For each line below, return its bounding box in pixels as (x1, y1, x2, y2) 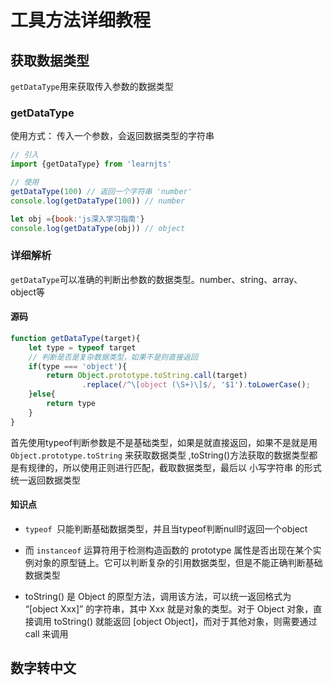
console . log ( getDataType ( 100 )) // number (10, 196, 186, 206)
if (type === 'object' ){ (28, 361, 128, 371)
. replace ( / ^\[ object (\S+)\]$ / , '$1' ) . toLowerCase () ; (81, 380, 311, 390)
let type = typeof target (28, 342, 137, 353)
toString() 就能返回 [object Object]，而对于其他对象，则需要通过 (53, 615, 318, 627)
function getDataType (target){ (10, 333, 141, 343)
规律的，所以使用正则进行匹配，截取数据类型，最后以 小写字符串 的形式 (27, 461, 322, 473)
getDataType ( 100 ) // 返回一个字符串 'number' (10, 186, 193, 196)
